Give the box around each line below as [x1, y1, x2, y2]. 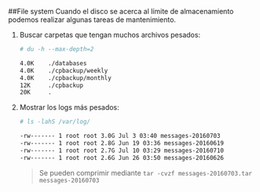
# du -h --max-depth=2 [19, 45, 94, 53]
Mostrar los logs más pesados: [19, 103, 119, 112]
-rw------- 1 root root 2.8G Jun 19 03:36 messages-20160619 [19, 139, 225, 147]
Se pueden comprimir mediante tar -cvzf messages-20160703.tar [38, 168, 253, 177]
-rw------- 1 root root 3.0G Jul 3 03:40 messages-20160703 [19, 132, 221, 140]
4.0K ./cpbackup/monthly [19, 74, 112, 82]
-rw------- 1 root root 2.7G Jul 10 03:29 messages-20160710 [19, 147, 225, 154]
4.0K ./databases [19, 59, 87, 67]
